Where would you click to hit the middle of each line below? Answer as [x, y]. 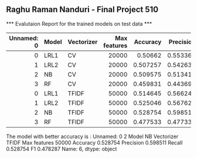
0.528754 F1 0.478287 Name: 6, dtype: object [62, 149]
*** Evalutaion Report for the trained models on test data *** [79, 23]
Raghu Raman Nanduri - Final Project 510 [82, 10]
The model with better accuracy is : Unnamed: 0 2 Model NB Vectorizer [92, 136]
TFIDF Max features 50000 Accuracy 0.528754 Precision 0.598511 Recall [94, 142]
